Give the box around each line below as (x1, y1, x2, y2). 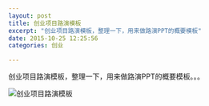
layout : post (8, 11, 52, 20)
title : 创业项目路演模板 (8, 19, 82, 27)
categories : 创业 (8, 42, 64, 50)
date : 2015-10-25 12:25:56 (8, 34, 98, 43)
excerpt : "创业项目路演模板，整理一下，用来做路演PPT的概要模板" (8, 26, 202, 35)
